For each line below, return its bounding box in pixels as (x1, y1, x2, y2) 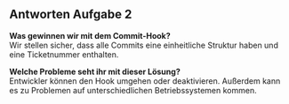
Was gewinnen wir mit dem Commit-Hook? (9, 30, 171, 41)
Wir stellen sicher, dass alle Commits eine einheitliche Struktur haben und (9, 40, 278, 50)
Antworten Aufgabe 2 (9, 7, 132, 22)
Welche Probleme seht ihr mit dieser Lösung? (9, 66, 181, 77)
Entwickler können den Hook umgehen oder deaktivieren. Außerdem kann (9, 75, 281, 86)
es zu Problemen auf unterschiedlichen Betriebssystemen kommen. (9, 85, 257, 95)
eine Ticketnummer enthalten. (9, 48, 119, 60)
